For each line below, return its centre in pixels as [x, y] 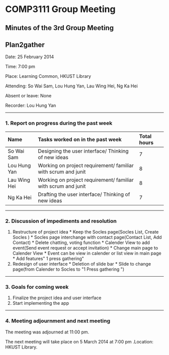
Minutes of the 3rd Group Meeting [60, 28]
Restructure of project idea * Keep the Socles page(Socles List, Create [86, 231]
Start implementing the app [41, 303]
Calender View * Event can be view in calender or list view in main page [87, 253]
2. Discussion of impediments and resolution [61, 221]
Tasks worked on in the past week [80, 139]
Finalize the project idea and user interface [57, 298]
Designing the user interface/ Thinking [83, 151]
